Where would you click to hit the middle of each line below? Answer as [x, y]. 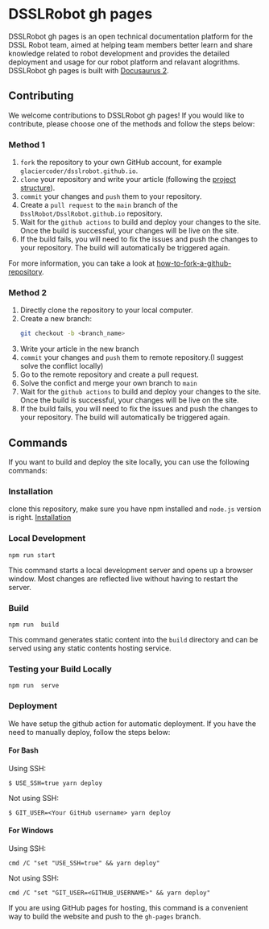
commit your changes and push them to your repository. [111, 196]
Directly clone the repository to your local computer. [106, 310]
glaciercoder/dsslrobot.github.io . [79, 171]
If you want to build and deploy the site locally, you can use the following [129, 462]
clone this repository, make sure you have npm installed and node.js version [135, 509]
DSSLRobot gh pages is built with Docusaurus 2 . [89, 70]
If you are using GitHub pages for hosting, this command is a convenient [128, 907]
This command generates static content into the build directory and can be [133, 639]
